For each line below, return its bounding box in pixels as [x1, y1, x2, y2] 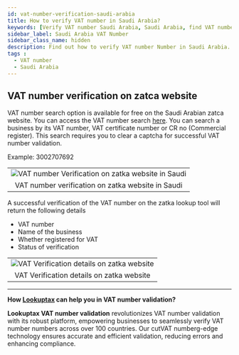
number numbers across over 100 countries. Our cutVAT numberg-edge [7, 324, 218, 333]
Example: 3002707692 [7, 153, 74, 161]
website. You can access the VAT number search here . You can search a [7, 116, 221, 125]
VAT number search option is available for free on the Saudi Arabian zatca [7, 108, 224, 118]
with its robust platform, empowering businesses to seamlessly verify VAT [7, 317, 224, 325]
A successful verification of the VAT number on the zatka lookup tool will [7, 199, 221, 207]
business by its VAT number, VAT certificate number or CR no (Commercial [7, 124, 226, 133]
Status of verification [17, 243, 80, 252]
